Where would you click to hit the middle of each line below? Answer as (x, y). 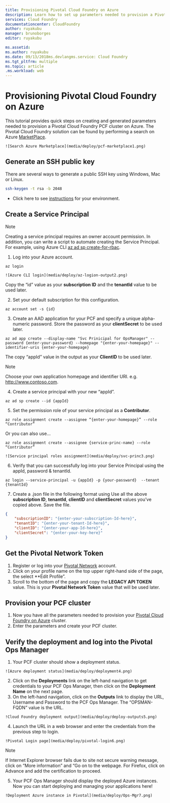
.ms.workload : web (25, 71)
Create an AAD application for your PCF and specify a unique (76, 318)
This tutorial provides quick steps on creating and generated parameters (81, 121)
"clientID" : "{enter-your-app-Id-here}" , (58, 528)
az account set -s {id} (30, 309)
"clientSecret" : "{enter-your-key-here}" (58, 533)
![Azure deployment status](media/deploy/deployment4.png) (69, 671)
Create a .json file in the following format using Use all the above (80, 494)
